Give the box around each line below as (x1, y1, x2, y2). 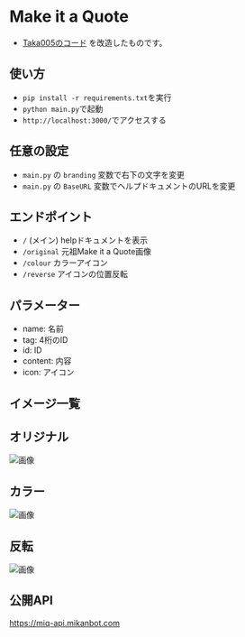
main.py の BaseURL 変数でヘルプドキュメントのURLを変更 (22, 180, 236, 191)
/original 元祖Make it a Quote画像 (22, 246, 151, 257)
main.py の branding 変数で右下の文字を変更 (22, 169, 186, 180)
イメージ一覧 (9, 395, 81, 411)
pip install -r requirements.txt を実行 (22, 92, 172, 103)
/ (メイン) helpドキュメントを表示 (22, 235, 149, 245)
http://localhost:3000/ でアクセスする (22, 115, 167, 125)
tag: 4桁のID (22, 335, 68, 346)
